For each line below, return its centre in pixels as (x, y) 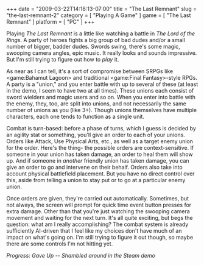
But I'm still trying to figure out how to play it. (63, 59)
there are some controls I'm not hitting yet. (60, 244)
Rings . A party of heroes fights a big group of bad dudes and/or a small (96, 40)
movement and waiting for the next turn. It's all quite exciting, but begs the (100, 218)
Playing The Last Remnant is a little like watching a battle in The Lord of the (101, 34)
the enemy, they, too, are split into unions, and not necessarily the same (97, 104)
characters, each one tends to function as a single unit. (76, 116)
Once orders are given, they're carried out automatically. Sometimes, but (98, 198)
